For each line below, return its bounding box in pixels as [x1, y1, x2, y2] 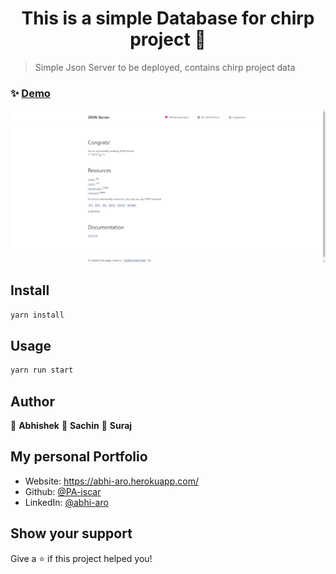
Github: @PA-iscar [24, 485, 102, 497]
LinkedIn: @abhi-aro [24, 496, 109, 508]
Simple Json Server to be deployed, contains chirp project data [34, 61, 296, 73]
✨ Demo [10, 86, 51, 100]
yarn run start [10, 365, 74, 376]
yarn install [10, 310, 65, 320]
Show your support [10, 525, 133, 542]
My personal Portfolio [10, 448, 148, 466]
